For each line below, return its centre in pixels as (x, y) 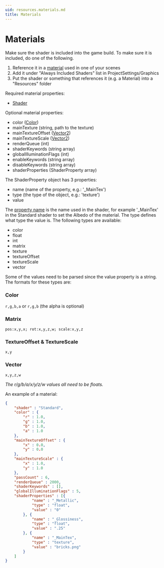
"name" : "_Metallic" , (55, 501)
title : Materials (23, 14)
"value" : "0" (46, 510)
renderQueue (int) (31, 144)
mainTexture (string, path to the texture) (53, 128)
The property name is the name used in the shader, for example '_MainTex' (82, 210)
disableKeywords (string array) (44, 165)
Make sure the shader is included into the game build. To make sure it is (79, 53)
